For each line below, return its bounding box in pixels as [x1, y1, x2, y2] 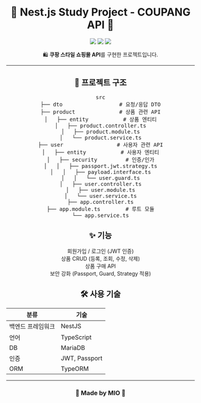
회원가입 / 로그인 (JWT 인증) [67, 248, 134, 255]
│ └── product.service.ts [59, 134, 142, 141]
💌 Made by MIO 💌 [75, 389, 126, 397]
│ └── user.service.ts [64, 193, 137, 199]
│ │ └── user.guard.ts [60, 175, 141, 181]
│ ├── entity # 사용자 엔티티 [41, 149, 160, 155]
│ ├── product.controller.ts [54, 122, 147, 129]
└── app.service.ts [72, 212, 129, 219]
